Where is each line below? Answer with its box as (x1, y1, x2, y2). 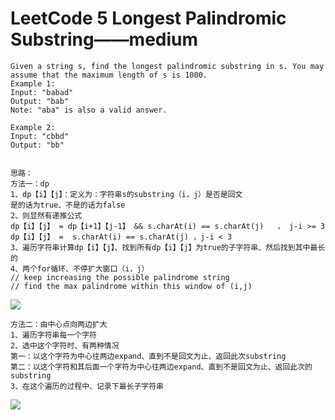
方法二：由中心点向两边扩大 (10, 319, 108, 329)
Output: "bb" (10, 140, 65, 150)
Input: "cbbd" (10, 131, 70, 141)
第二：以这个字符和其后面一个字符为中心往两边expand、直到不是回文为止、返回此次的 (10, 362, 313, 372)
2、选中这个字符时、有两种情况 (10, 340, 120, 351)
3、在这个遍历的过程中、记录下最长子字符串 (10, 381, 164, 391)
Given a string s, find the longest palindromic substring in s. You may (10, 61, 325, 71)
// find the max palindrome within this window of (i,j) (10, 281, 253, 291)
